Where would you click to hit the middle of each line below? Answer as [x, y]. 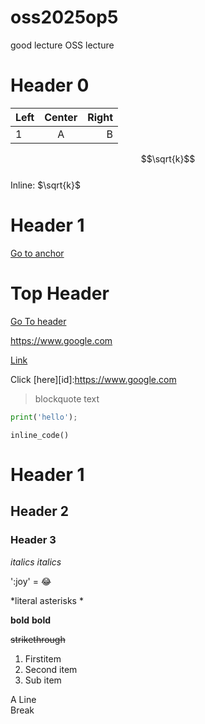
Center [61, 117]
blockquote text [67, 398]
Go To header [38, 321]
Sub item [43, 680]
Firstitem [43, 658]
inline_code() [40, 435]
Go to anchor [37, 253]
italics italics [36, 562]
